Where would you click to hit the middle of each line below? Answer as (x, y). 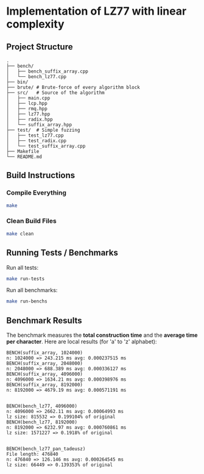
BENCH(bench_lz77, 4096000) (42, 406)
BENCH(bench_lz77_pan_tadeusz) (46, 449)
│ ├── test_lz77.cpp (35, 135)
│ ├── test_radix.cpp (37, 141)
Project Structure (40, 47)
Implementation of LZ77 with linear (97, 11)
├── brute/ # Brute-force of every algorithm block (73, 87)
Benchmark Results (44, 321)
